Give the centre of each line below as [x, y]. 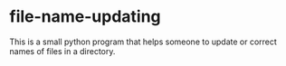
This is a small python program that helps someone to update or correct [143, 42]
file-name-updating [85, 17]
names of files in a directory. [62, 51]
